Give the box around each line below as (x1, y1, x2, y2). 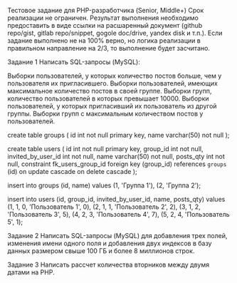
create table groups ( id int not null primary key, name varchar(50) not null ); (7, 131, 230, 139)
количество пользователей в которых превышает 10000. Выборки (7, 94, 209, 103)
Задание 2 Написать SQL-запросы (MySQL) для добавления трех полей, (7, 232, 228, 240)
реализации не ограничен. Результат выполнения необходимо (7, 14, 199, 22)
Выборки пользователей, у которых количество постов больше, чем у (7, 71, 222, 80)
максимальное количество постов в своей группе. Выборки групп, (7, 87, 212, 95)
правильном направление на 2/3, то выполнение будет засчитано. (7, 44, 210, 52)
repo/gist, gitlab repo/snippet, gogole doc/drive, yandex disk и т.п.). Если (7, 29, 223, 37)
